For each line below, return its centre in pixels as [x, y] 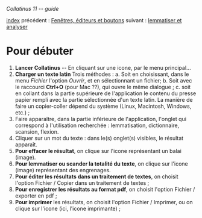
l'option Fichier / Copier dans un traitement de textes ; [82, 182]
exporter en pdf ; [36, 196]
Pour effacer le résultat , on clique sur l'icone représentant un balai [98, 151]
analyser [17, 27]
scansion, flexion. [37, 131]
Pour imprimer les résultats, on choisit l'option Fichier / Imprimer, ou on [104, 202]
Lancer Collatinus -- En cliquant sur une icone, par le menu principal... [103, 67]
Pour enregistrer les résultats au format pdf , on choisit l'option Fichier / [105, 189]
